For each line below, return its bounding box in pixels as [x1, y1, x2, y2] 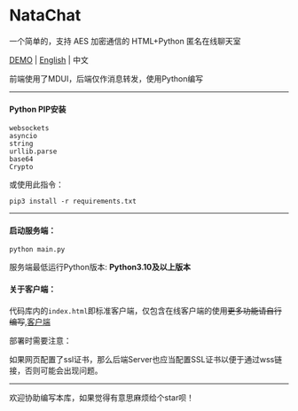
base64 [9, 155, 34, 164]
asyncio [9, 132, 38, 141]
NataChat [9, 5, 82, 26]
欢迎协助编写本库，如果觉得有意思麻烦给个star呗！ [9, 392, 195, 403]
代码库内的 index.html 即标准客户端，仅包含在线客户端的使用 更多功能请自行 [9, 305, 282, 315]
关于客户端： [9, 283, 56, 294]
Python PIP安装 [9, 104, 67, 114]
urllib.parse [9, 147, 58, 156]
